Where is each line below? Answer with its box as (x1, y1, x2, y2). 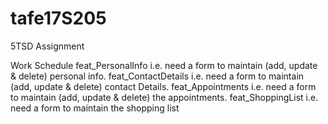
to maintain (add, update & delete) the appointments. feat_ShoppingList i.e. (10, 91, 319, 103)
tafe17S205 (10, 7, 107, 30)
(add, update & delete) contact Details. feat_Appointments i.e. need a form (10, 80, 317, 92)
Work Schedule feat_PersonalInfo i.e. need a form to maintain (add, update (10, 59, 318, 71)
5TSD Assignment (10, 40, 85, 52)
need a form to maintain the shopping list (10, 102, 180, 114)
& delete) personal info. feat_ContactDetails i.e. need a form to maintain (10, 70, 305, 82)
